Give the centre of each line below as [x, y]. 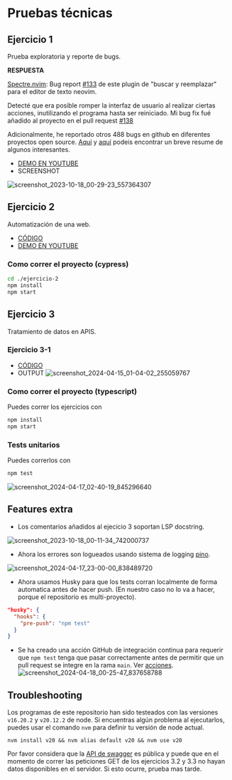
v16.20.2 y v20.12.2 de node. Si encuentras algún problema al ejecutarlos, [116, 720]
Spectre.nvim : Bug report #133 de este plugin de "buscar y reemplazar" [112, 84]
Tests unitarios [34, 444]
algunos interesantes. [39, 150]
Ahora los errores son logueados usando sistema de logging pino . [114, 554]
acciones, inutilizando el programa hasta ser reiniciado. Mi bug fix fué [109, 113]
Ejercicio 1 [30, 40]
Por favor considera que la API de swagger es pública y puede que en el [113, 754]
